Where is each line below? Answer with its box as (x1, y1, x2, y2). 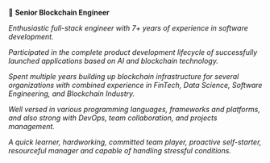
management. (8, 122, 55, 131)
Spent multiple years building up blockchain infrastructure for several (8, 72, 239, 81)
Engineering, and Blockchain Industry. (8, 89, 135, 98)
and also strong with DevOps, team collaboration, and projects (8, 113, 218, 123)
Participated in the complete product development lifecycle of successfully (8, 48, 258, 56)
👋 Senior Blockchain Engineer (8, 8, 110, 17)
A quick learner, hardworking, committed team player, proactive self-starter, (8, 137, 262, 147)
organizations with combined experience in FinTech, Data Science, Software (8, 81, 263, 90)
